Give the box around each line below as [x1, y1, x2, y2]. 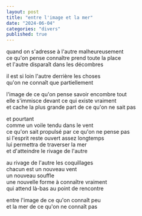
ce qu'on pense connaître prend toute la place [6, 54, 121, 62]
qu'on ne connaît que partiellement [6, 79, 94, 87]
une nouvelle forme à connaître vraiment [6, 178, 108, 186]
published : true [6, 31, 47, 38]
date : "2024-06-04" [6, 20, 56, 26]
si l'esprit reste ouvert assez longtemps [6, 134, 105, 142]
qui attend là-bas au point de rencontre [6, 185, 104, 192]
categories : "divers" [6, 25, 61, 32]
